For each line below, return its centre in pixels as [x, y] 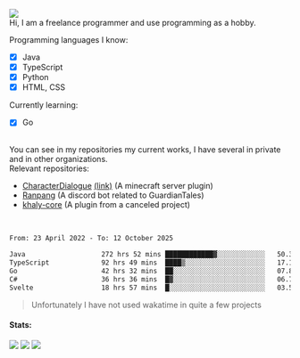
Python [35, 77]
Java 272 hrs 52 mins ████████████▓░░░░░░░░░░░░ [137, 255]
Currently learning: [44, 105]
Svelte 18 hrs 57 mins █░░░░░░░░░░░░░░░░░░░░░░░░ [137, 288]
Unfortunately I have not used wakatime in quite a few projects [146, 305]
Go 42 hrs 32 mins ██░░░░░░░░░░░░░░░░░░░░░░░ [137, 271]
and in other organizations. [59, 159]
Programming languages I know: [69, 40]
